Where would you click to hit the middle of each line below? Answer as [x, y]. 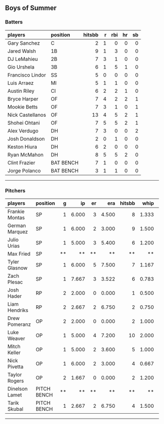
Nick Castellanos [27, 115]
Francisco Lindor [27, 75]
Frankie [16, 212]
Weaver [16, 338]
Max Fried [19, 254]
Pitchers [15, 190]
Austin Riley [21, 91]
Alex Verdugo [23, 131]
